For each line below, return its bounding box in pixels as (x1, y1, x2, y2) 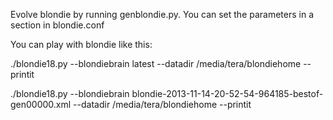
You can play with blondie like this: (10, 39, 153, 50)
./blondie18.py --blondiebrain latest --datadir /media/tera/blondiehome (10, 58, 302, 69)
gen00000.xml (10, 99, 72, 110)
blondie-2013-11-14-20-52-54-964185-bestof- (131, 88, 324, 99)
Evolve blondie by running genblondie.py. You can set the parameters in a (10, 9, 315, 20)
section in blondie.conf (10, 19, 105, 31)
